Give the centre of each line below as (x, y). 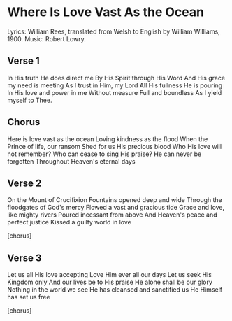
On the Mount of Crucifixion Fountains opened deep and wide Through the (115, 200)
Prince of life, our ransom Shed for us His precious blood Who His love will (115, 146)
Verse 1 (23, 61)
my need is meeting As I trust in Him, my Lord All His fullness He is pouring (115, 85)
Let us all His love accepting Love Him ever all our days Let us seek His (109, 275)
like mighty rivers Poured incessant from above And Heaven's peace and (113, 215)
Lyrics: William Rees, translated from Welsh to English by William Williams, (114, 31)
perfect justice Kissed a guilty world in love (69, 222)
